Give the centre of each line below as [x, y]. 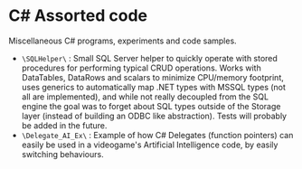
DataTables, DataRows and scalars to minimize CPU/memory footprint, [152, 77]
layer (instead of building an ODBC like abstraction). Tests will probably [154, 116]
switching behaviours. [63, 154]
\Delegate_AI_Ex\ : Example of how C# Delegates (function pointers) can [157, 135]
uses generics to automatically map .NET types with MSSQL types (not [154, 87]
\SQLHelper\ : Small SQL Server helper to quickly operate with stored [149, 58]
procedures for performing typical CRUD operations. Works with [141, 68]
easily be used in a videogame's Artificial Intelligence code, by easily [150, 145]
